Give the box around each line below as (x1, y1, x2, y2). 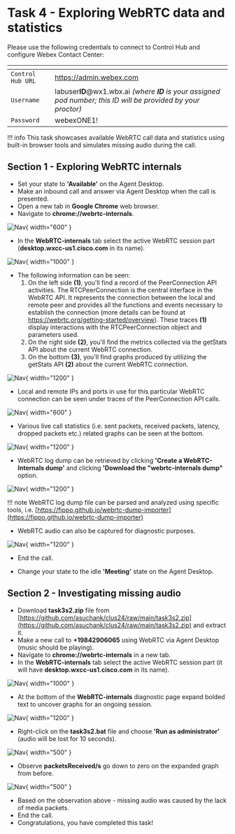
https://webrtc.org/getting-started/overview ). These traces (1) (27, 315, 208, 324)
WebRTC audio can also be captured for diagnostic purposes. (17, 526, 196, 535)
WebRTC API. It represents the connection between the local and (27, 293, 215, 301)
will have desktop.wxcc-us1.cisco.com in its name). (17, 666, 170, 674)
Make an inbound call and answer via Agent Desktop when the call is (17, 187, 216, 195)
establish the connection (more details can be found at (27, 308, 186, 316)
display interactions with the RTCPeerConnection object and (27, 323, 202, 331)
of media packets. (17, 803, 70, 812)
